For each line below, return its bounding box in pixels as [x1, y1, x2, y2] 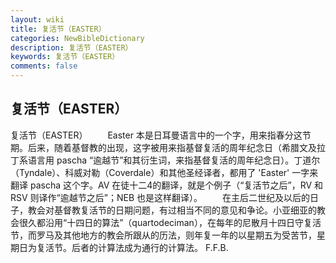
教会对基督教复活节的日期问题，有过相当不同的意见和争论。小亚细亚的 [27, 204, 317, 216]
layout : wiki [10, 14, 65, 25]
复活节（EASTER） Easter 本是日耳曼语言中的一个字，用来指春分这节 [10, 129, 312, 141]
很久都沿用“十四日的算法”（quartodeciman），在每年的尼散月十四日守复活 [18, 216, 322, 228]
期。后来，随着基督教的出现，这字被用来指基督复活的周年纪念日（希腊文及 [10, 141, 317, 153]
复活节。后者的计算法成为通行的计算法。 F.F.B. [36, 241, 229, 253]
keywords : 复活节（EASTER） [10, 52, 120, 62]
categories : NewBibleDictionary [10, 33, 145, 43]
